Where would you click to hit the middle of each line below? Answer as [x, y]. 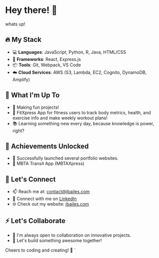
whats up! [15, 24]
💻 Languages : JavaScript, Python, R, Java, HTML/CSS [69, 52]
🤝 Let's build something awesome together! [57, 241]
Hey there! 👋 [31, 10]
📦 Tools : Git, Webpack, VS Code [47, 65]
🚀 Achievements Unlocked [47, 146]
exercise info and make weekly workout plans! [60, 118]
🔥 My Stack [23, 40]
